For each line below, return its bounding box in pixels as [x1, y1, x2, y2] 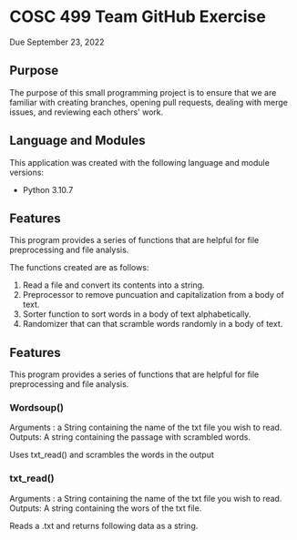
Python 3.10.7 [22, 184, 74, 195]
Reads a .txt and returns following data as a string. [9, 520, 199, 531]
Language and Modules [9, 133, 146, 148]
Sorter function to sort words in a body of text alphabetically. [22, 309, 251, 320]
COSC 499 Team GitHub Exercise [9, 6, 266, 27]
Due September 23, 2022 [9, 36, 105, 47]
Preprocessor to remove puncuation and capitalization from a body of [22, 290, 285, 301]
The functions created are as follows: [9, 262, 149, 273]
